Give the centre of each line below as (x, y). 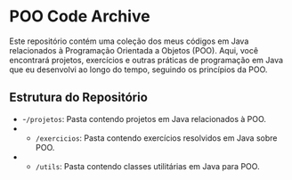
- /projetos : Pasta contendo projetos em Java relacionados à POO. (144, 119)
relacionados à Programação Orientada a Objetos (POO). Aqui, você (134, 50)
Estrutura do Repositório (79, 98)
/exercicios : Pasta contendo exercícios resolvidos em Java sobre (156, 138)
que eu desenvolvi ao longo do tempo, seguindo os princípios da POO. (138, 70)
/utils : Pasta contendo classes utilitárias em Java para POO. (147, 166)
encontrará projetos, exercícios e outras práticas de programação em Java (146, 60)
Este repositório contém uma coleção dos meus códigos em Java (129, 41)
